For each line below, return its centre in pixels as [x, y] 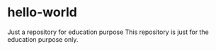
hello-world [42, 12]
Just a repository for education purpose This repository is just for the [108, 32]
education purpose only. [43, 39]
